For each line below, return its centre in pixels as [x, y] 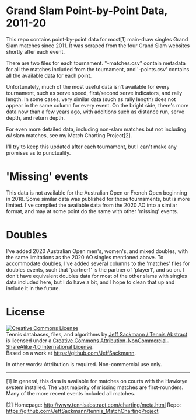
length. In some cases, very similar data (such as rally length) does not [91, 99]
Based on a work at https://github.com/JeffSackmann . [71, 353]
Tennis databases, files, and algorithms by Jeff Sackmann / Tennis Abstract [97, 334]
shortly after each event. [36, 51]
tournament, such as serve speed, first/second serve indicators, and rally [94, 93]
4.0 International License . [64, 346]
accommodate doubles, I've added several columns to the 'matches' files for [98, 263]
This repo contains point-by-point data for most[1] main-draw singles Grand [97, 39]
